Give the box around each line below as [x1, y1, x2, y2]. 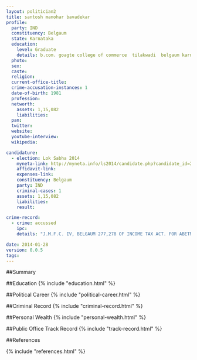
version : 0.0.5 [6, 247, 43, 253]
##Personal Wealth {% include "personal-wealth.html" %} [6, 314, 147, 321]
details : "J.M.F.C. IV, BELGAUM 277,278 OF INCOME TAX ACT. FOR [16, 231, 177, 237]
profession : [11, 95, 41, 101]
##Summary [6, 269, 36, 276]
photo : [11, 57, 28, 63]
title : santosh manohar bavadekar [6, 14, 91, 20]
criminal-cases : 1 [16, 188, 62, 194]
